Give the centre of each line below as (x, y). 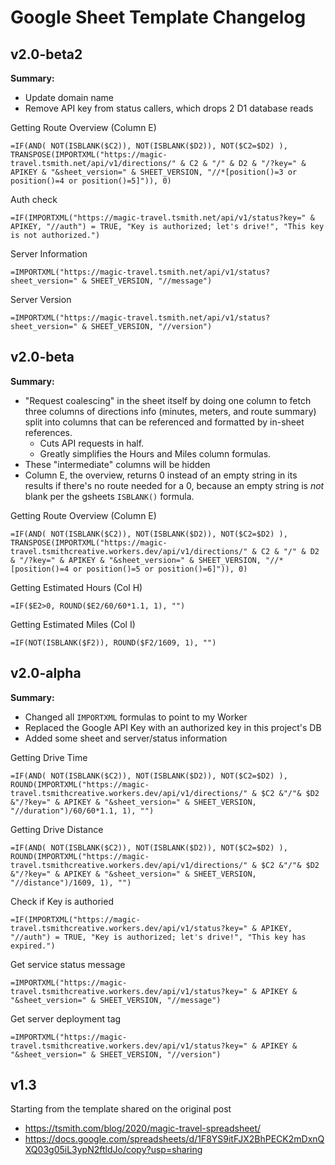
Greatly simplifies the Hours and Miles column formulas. (155, 453)
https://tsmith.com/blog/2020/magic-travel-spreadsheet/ (143, 1128)
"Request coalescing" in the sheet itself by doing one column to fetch (168, 400)
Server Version (41, 299)
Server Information (49, 254)
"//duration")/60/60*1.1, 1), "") (82, 811)
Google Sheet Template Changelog (158, 17)
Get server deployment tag (66, 1018)
